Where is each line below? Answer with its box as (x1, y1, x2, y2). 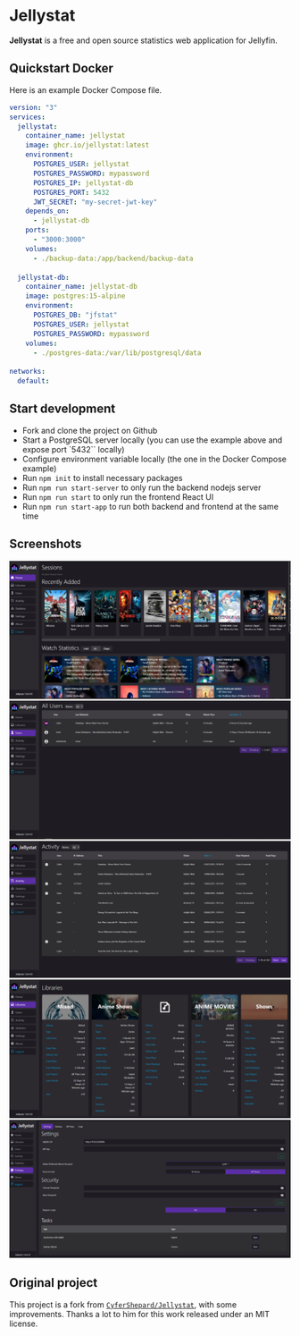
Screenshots (9, 537, 82, 552)
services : (9, 113, 46, 122)
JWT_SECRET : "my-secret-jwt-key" (32, 198, 158, 207)
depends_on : (25, 207, 70, 216)
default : (17, 376, 50, 385)
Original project (9, 1275, 98, 1290)
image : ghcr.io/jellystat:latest (25, 140, 150, 150)
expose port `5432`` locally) (21, 444, 125, 454)
